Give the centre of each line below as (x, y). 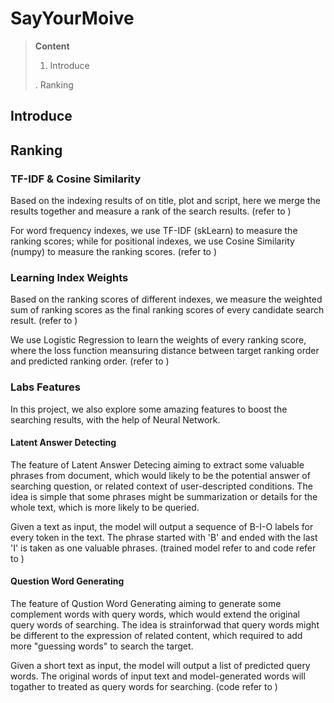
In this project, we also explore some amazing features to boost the (149, 409)
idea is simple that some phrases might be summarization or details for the (164, 496)
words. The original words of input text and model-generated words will (158, 676)
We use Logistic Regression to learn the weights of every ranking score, (158, 340)
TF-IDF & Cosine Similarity (76, 179)
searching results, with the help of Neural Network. (115, 419)
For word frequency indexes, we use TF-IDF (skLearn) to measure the (154, 231)
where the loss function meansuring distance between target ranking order (165, 351)
